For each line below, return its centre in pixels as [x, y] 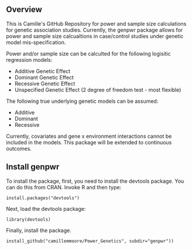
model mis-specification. [36, 42]
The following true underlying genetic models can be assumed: [82, 101]
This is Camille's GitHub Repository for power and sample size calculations [96, 23]
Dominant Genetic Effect [44, 77]
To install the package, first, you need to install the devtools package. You [95, 181]
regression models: [29, 60]
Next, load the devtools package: [46, 209]
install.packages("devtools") [43, 198]
